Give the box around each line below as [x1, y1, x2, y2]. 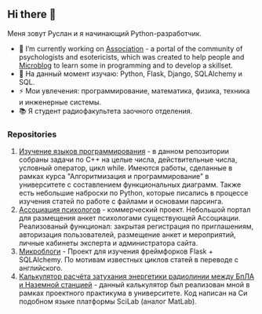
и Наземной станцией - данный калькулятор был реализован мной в [18, 280, 250, 290]
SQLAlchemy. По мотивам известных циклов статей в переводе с [18, 255, 239, 265]
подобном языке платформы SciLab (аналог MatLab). [18, 297, 197, 306]
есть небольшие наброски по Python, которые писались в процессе [18, 188, 249, 198]
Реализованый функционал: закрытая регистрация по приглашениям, [18, 221, 254, 232]
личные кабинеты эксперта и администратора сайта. [18, 239, 198, 248]
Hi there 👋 [7, 8, 56, 21]
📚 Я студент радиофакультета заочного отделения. [18, 106, 193, 115]
